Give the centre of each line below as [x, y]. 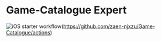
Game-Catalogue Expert [66, 10]
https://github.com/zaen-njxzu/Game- [109, 26]
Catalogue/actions [28, 32]
